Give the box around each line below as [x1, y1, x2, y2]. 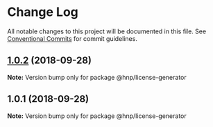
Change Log [7, 4, 78, 20]
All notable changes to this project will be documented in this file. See [7, 27, 207, 35]
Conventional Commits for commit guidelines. [7, 34, 137, 42]
